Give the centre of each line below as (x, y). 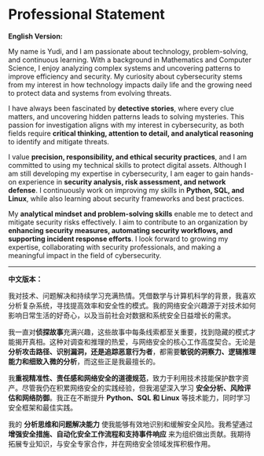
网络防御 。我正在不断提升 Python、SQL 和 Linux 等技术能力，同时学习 (136, 397)
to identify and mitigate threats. (59, 141)
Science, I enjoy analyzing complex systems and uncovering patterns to (125, 67)
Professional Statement (86, 15)
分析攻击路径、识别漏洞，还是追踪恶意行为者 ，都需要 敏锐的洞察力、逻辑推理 (132, 352)
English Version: (35, 36)
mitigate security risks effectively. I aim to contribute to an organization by (128, 222)
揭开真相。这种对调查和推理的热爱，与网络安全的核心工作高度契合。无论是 (135, 341)
